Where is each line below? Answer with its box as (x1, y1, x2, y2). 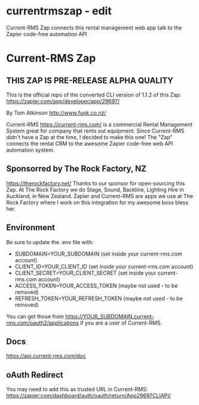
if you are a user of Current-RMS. (79, 319, 163, 326)
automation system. (6, 146, 55, 154)
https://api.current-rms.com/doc (6, 352, 87, 359)
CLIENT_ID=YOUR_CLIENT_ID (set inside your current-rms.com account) (14, 263, 194, 270)
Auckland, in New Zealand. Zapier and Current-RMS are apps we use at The (6, 192, 193, 199)
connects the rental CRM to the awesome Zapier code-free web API (6, 140, 173, 147)
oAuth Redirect (6, 370, 64, 380)
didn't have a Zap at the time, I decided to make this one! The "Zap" (6, 133, 173, 140)
